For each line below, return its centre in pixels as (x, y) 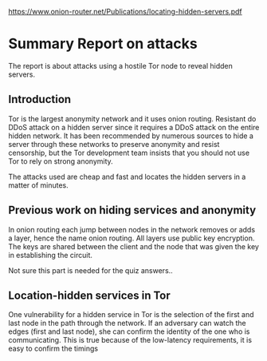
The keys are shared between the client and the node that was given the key (133, 246)
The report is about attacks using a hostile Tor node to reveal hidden (120, 65)
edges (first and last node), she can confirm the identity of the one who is (129, 331)
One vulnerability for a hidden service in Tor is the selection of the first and (131, 315)
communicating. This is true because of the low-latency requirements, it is (130, 340)
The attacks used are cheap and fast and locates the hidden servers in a (127, 177)
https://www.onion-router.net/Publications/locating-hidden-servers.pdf (126, 12)
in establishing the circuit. (51, 255)
